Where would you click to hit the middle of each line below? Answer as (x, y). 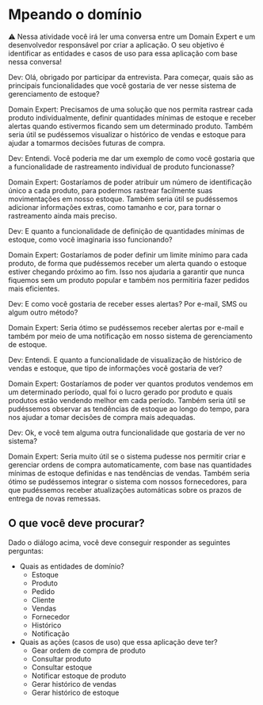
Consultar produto (61, 658)
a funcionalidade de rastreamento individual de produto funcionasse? (122, 166)
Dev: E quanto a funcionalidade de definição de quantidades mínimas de (126, 231)
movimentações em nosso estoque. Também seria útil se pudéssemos (123, 199)
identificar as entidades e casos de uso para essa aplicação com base (123, 53)
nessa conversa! (35, 62)
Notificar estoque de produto (79, 676)
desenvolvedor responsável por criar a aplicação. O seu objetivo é (116, 44)
